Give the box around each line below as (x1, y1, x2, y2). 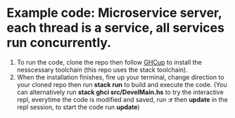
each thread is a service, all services (6, 20, 224, 36)
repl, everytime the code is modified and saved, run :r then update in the (16, 95, 228, 103)
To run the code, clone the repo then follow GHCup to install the (16, 58, 202, 66)
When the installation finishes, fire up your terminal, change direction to (16, 72, 224, 81)
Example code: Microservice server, (6, 5, 222, 21)
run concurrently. (6, 35, 112, 51)
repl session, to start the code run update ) (16, 103, 140, 111)
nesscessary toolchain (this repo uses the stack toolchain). (16, 65, 188, 74)
